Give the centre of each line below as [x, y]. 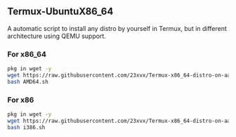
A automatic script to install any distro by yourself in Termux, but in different [117, 28]
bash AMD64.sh [28, 81]
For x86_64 [27, 54]
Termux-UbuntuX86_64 [60, 12]
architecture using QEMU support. [57, 36]
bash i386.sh [26, 127]
